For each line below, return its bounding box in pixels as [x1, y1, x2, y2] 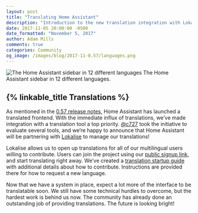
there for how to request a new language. [6, 170, 107, 177]
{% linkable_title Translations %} [6, 92, 130, 102]
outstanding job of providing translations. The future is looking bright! [6, 200, 175, 207]
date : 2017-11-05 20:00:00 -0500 [6, 25, 88, 31]
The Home [143, 69, 169, 76]
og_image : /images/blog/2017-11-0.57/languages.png [6, 53, 136, 59]
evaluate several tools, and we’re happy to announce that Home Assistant [6, 127, 184, 134]
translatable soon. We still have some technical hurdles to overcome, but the [6, 188, 192, 195]
